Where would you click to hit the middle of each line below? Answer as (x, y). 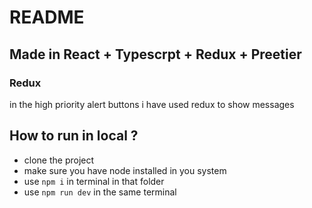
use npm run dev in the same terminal (100, 192)
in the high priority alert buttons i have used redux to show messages (152, 104)
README (47, 17)
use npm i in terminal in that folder (94, 181)
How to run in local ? (74, 136)
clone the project (59, 160)
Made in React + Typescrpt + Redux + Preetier (155, 54)
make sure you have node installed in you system (125, 170)
